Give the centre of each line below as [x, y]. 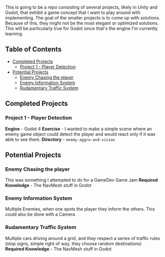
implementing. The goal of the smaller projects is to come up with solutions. [83, 18]
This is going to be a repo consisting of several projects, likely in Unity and [81, 7]
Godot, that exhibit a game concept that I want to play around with [73, 12]
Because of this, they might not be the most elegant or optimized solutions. [82, 23]
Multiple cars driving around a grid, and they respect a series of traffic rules [83, 238]
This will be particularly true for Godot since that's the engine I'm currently [82, 28]
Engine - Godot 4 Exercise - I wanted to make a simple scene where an [79, 129]
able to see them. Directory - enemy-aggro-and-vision [60, 139]
